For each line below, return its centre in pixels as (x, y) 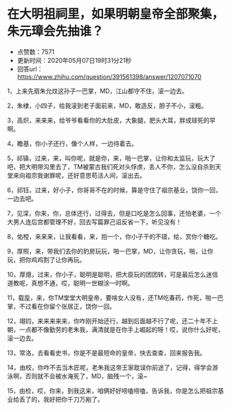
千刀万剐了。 (85, 399)
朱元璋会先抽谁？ (56, 31)
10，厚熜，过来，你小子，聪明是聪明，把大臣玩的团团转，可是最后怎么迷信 (113, 274)
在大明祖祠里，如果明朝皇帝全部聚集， (116, 14)
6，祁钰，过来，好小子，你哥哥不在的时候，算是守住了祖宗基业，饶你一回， (114, 189)
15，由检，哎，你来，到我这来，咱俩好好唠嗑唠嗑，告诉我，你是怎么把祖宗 (112, 391)
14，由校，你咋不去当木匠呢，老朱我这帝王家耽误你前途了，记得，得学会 (110, 367)
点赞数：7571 (36, 52)
